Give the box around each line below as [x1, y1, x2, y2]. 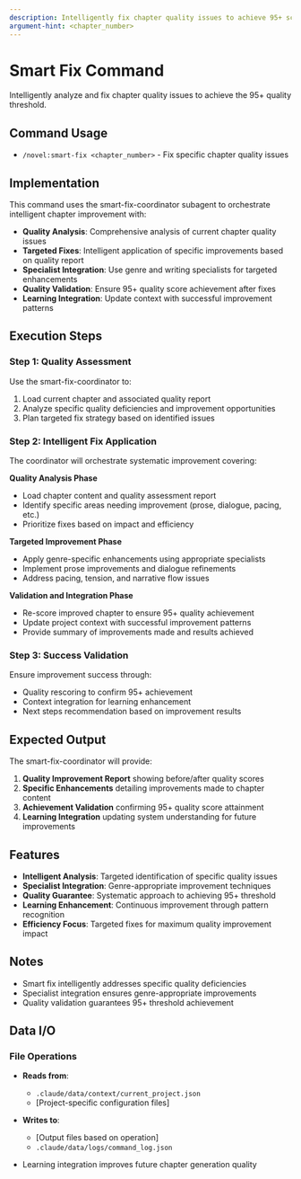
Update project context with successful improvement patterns [21, 617, 252, 628]
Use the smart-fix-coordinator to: [9, 376, 132, 386]
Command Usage [9, 125, 108, 140]
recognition [21, 909, 65, 919]
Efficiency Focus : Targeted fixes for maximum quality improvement [21, 918, 271, 929]
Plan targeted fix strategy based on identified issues [21, 412, 215, 423]
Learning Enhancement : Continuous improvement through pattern [21, 900, 269, 910]
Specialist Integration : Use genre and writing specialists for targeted [21, 264, 278, 275]
